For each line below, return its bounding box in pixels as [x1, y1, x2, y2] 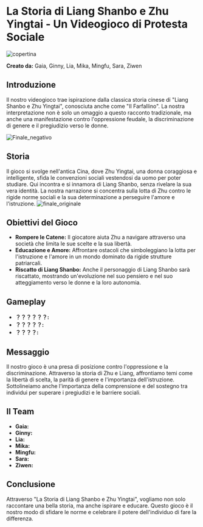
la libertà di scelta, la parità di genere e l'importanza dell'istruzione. [6, 376, 175, 383]
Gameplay [6, 297, 46, 307]
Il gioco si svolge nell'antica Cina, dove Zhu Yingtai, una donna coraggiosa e [6, 168, 198, 175]
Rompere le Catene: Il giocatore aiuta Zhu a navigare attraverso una [15, 233, 186, 241]
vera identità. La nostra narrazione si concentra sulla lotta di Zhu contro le [6, 187, 191, 194]
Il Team [6, 406, 35, 417]
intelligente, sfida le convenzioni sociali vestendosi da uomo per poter [6, 174, 181, 181]
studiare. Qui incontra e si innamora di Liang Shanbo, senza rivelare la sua [6, 180, 192, 188]
